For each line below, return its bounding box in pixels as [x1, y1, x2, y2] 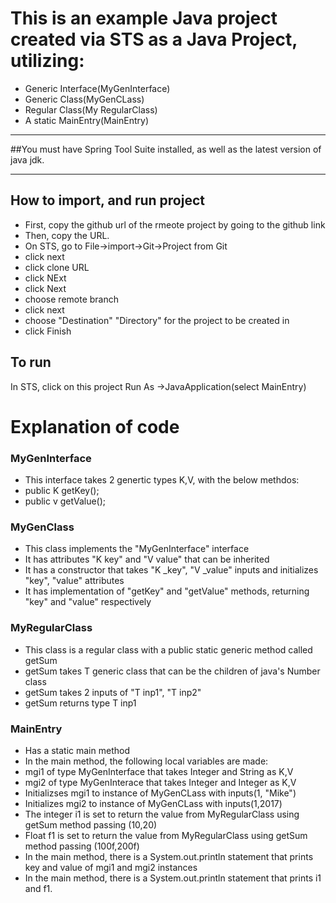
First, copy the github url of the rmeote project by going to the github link [24, 218, 326, 231]
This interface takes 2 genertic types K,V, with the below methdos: [24, 474, 300, 486]
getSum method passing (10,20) [24, 818, 158, 831]
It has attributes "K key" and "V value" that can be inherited [24, 553, 270, 566]
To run [10, 354, 52, 371]
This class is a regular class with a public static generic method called [24, 643, 313, 656]
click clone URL [24, 261, 90, 273]
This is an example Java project [10, 7, 278, 30]
